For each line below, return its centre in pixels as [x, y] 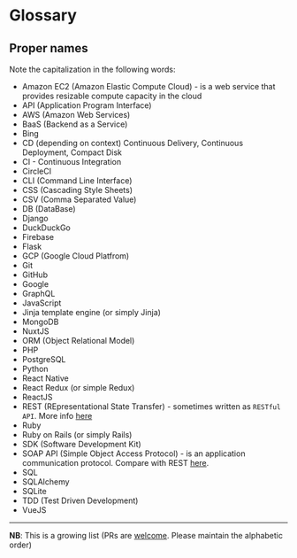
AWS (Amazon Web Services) [76, 115]
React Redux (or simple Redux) [78, 387]
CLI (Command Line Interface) [77, 181]
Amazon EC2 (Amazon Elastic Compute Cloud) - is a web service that [148, 86]
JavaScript [42, 303]
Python [35, 369]
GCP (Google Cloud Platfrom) [76, 256]
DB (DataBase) [49, 209]
